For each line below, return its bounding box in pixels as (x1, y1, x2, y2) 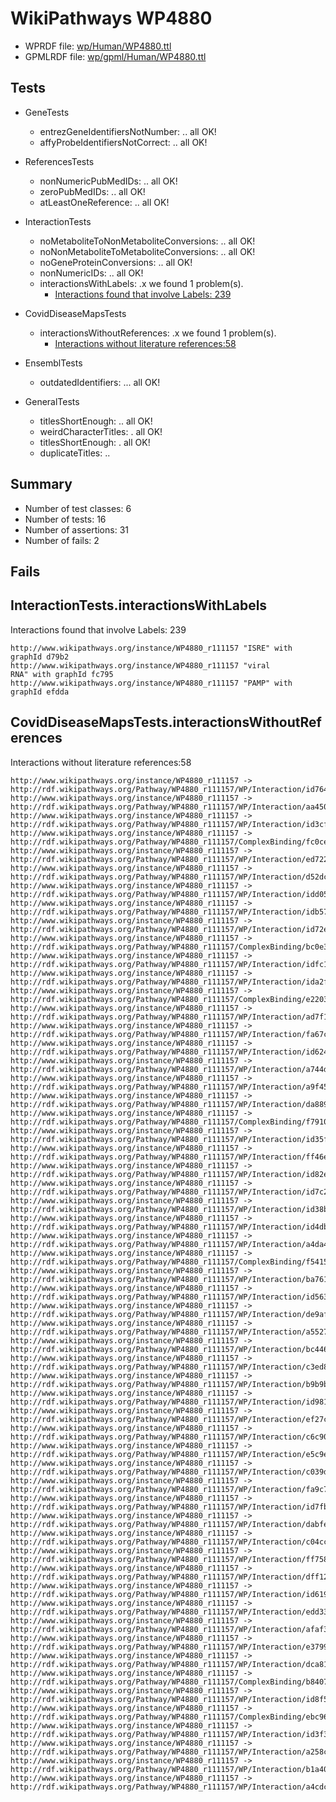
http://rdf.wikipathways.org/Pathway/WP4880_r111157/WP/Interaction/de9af (10, 1309, 329, 1319)
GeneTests (24, 106, 70, 118)
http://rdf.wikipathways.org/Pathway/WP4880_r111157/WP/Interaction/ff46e (10, 1152, 329, 1162)
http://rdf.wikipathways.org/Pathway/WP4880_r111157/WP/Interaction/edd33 (10, 1607, 329, 1617)
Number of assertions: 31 (24, 523, 129, 536)
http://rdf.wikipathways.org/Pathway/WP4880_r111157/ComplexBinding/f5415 (10, 1257, 329, 1267)
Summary (10, 476, 73, 493)
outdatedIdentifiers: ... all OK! (39, 376, 161, 388)
